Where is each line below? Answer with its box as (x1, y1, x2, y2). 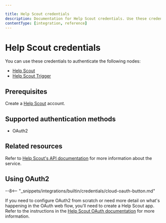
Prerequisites (5, 87, 47, 96)
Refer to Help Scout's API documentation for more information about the (5, 155, 152, 161)
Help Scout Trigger (12, 73, 51, 79)
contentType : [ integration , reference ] (5, 21, 87, 26)
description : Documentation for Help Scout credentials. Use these (5, 16, 147, 21)
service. (5, 160, 22, 166)
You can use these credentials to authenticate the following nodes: (5, 58, 141, 64)
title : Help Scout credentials (5, 11, 70, 16)
